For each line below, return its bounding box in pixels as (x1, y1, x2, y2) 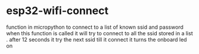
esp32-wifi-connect (6, 4, 109, 18)
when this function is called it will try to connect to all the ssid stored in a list (6, 29, 193, 36)
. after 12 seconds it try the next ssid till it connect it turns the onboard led (6, 36, 187, 43)
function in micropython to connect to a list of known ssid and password (6, 23, 184, 31)
